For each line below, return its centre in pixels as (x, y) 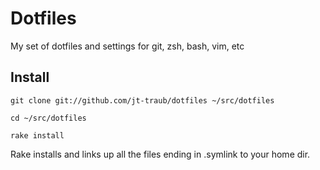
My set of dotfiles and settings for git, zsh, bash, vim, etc (127, 46)
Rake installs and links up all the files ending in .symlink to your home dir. (160, 154)
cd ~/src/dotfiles (48, 118)
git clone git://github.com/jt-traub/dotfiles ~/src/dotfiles (142, 100)
